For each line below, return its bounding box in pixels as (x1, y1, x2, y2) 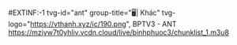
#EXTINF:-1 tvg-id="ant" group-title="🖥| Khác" (8, 8, 160, 17)
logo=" (8, 20, 31, 28)
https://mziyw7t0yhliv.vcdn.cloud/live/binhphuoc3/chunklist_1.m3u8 (8, 28, 230, 37)
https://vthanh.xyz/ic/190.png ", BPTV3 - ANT (30, 20, 177, 28)
